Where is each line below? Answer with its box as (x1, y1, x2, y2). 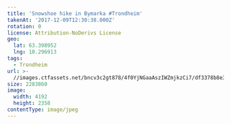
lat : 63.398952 (13, 42, 57, 49)
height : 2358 (13, 100, 51, 107)
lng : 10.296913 (13, 49, 57, 56)
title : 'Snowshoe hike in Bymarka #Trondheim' (7, 10, 143, 17)
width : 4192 (13, 94, 48, 101)
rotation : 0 (7, 23, 41, 30)
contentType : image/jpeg (7, 106, 78, 113)
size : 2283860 (7, 81, 48, 87)
